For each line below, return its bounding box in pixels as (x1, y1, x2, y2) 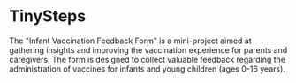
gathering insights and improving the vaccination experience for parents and (9, 44, 288, 55)
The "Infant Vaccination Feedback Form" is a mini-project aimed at (9, 35, 252, 46)
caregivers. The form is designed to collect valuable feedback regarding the (9, 54, 285, 64)
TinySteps (9, 6, 87, 26)
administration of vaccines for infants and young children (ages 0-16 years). (9, 64, 285, 74)
